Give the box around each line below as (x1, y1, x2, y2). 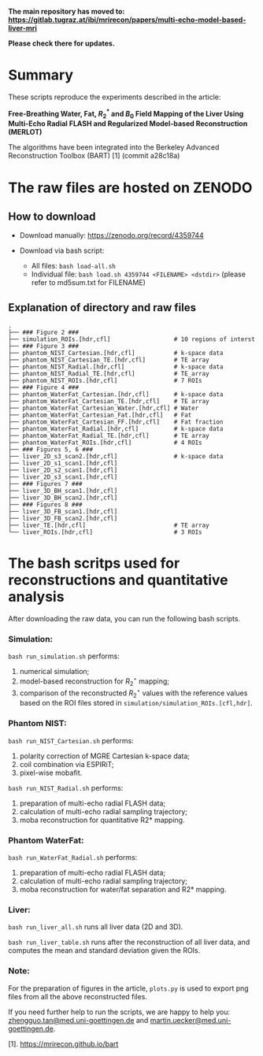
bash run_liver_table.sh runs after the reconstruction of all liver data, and (8, 937, 250, 947)
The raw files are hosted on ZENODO (8, 179, 253, 196)
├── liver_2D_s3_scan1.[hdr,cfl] (8, 473, 118, 481)
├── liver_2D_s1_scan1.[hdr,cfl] (8, 460, 118, 468)
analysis (8, 588, 65, 606)
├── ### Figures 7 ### (8, 480, 83, 488)
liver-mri (8, 24, 38, 32)
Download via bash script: (19, 246, 105, 255)
